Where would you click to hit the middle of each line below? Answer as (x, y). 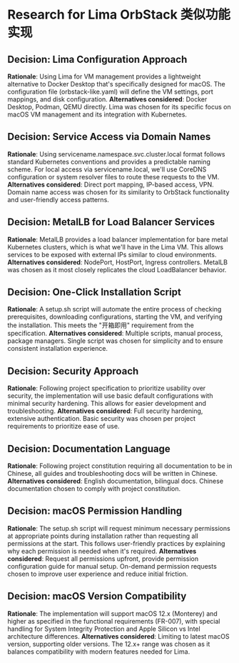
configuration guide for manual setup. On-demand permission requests (112, 566)
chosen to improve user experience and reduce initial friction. (98, 574)
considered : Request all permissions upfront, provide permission (103, 559)
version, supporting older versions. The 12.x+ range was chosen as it (109, 644)
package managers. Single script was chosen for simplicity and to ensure (115, 341)
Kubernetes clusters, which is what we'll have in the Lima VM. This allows (115, 246)
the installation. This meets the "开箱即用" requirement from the (101, 325)
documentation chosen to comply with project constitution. (94, 489)
